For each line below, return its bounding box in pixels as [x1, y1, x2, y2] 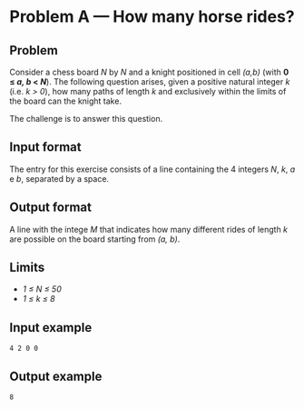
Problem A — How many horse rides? [9, 6, 295, 27]
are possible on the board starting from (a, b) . [9, 234, 181, 244]
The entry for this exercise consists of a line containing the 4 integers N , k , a [9, 164, 296, 175]
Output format [9, 200, 93, 215]
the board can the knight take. [9, 95, 123, 106]
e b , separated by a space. [9, 173, 110, 184]
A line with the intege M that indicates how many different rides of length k [9, 224, 289, 234]
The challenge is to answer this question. [9, 114, 163, 124]
